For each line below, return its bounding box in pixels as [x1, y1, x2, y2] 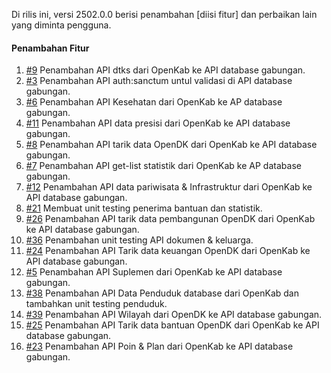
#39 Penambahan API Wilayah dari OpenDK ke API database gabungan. [25, 309, 323, 321]
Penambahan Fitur [11, 42, 90, 54]
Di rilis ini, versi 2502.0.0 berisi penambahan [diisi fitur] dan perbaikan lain [11, 9, 318, 20]
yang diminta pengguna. [11, 19, 112, 31]
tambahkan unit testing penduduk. [25, 298, 168, 310]
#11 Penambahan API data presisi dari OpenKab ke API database [25, 117, 291, 129]
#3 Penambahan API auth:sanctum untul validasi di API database [25, 75, 293, 87]
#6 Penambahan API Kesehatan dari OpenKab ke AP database [25, 96, 283, 108]
